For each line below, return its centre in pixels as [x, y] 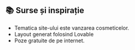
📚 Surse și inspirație [45, 10]
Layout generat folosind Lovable [54, 34]
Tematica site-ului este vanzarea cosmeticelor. [72, 28]
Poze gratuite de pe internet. [49, 40]
